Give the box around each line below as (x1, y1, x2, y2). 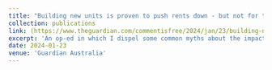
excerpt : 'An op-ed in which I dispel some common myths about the (8, 34, 241, 43)
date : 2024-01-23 (8, 42, 67, 50)
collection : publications (8, 19, 96, 27)
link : (8, 27, 27, 35)
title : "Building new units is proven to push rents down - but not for (8, 11, 259, 20)
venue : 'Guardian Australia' (8, 49, 107, 57)
